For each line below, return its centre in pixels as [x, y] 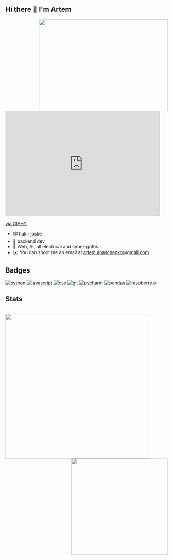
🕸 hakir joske [27, 233]
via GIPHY [16, 223]
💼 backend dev [29, 241]
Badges [18, 270]
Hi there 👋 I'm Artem [38, 10]
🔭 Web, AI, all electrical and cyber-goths [56, 246]
